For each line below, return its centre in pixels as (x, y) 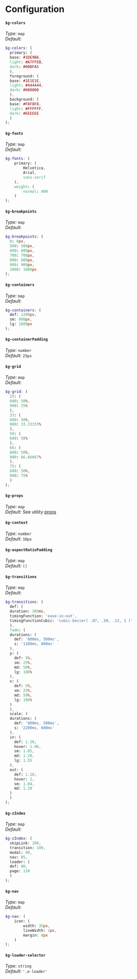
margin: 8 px (36, 935)
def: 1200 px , (23, 315)
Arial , (30, 173)
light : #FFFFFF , (26, 109)
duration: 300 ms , (28, 612)
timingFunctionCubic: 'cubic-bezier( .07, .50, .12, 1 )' (71, 621)
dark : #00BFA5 (24, 67)
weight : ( (24, 186)
